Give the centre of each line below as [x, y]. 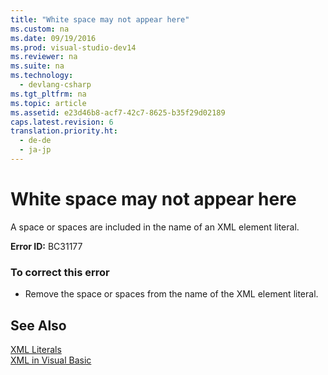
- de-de [35, 141]
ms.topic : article [48, 103]
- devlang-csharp [55, 85]
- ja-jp [35, 150]
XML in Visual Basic [51, 360]
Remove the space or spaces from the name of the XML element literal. [171, 294]
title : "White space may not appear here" [100, 19]
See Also [38, 325]
